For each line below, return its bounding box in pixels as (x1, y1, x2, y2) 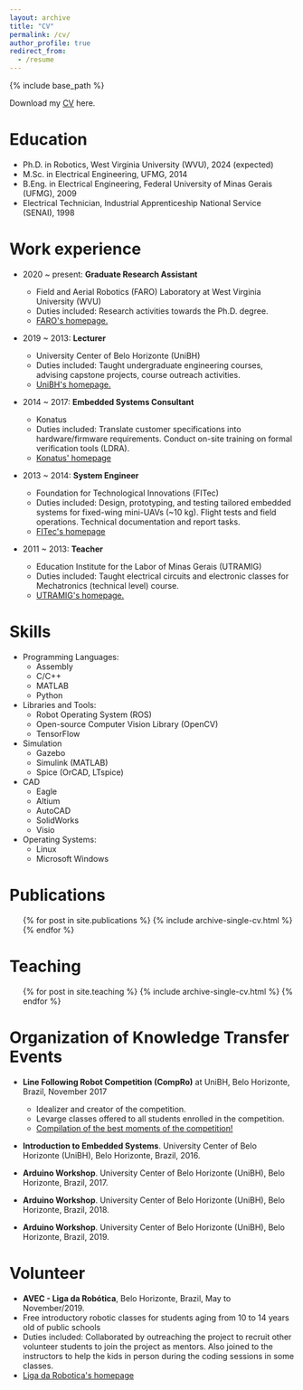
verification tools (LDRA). (35, 442, 130, 453)
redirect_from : (9, 47, 67, 56)
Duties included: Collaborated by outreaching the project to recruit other (22, 1331, 292, 1342)
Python (35, 689, 63, 701)
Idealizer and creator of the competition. (35, 1103, 187, 1114)
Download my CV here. (9, 98, 96, 109)
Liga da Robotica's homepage (22, 1369, 134, 1380)
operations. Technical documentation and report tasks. (35, 516, 241, 527)
